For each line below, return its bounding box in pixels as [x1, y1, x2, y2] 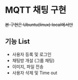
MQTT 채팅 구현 [5, 4, 67, 16]
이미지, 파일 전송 [12, 63, 44, 69]
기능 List [5, 37, 30, 46]
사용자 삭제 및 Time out [12, 70, 58, 76]
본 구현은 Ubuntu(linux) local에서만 [5, 22, 73, 27]
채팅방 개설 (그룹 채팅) [12, 57, 55, 63]
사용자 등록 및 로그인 [12, 51, 52, 57]
